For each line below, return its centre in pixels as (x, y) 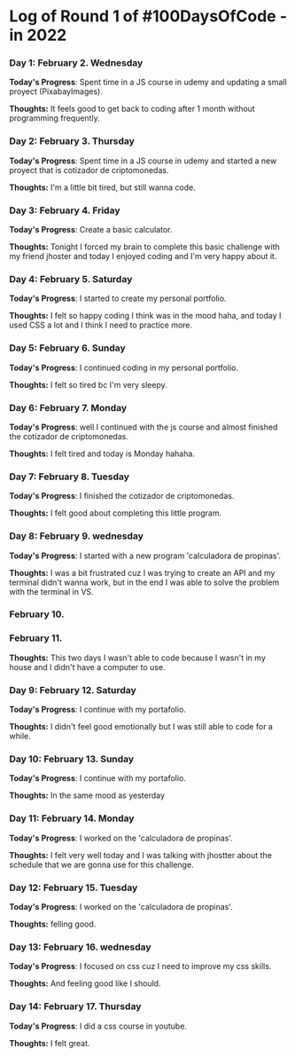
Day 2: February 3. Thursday (72, 141)
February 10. (37, 614)
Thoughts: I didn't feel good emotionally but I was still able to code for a (141, 727)
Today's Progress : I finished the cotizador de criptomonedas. (122, 496)
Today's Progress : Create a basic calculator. (91, 230)
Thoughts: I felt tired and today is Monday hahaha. (102, 454)
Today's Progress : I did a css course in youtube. (98, 1026)
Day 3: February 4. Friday (65, 210)
